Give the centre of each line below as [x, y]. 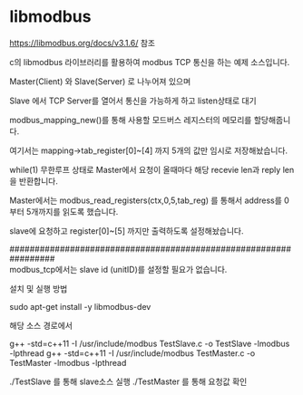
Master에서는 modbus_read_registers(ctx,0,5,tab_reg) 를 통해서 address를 [146, 200]
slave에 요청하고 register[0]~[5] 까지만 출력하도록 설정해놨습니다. [127, 231]
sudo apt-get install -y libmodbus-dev [80, 306]
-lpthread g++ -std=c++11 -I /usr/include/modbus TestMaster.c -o [132, 353]
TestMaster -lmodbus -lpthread [68, 362]
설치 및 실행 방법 [39, 288]
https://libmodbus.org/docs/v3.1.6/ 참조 [83, 43]
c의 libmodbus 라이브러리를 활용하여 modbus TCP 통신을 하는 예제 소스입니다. [150, 62]
